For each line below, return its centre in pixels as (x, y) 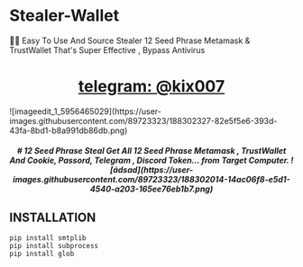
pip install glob (42, 254)
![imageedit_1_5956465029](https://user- (86, 111)
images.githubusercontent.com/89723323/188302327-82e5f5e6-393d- (143, 120)
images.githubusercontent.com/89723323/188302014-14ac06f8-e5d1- (151, 180)
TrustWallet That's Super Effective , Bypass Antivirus (107, 49)
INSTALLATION (53, 217)
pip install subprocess (54, 246)
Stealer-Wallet (64, 16)
